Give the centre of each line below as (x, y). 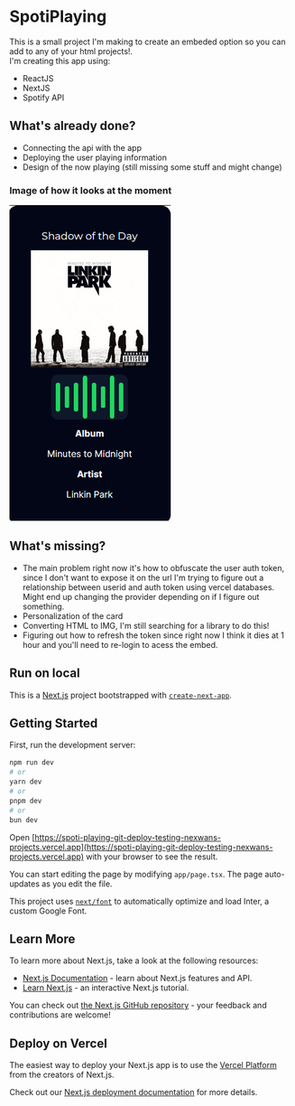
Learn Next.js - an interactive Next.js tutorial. (106, 988)
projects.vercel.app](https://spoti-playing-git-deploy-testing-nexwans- (141, 847)
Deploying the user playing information (94, 157)
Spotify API (43, 98)
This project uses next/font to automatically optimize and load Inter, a (139, 901)
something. (43, 606)
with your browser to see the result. (152, 857)
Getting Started (54, 723)
